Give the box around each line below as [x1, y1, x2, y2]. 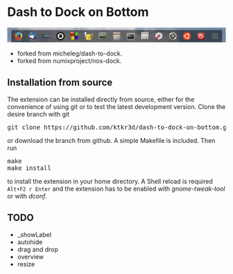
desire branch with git [7, 110, 70, 118]
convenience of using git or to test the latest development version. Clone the [7, 102, 226, 111]
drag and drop [17, 245, 59, 253]
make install [7, 164, 52, 172]
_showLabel [17, 230, 52, 239]
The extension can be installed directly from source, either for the [7, 95, 195, 103]
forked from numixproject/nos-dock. [17, 56, 122, 65]
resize [17, 259, 35, 268]
